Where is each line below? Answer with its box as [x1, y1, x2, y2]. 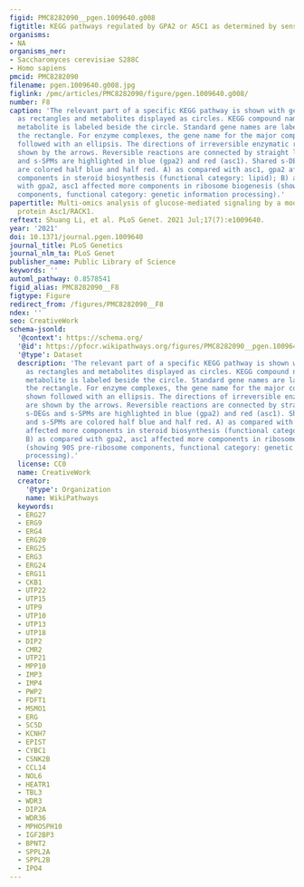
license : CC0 [17, 459, 67, 469]
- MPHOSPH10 [17, 822, 63, 831]
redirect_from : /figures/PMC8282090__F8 [9, 300, 165, 309]
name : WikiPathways [25, 493, 100, 503]
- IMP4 [17, 679, 43, 688]
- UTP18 [17, 628, 47, 637]
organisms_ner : [9, 47, 67, 56]
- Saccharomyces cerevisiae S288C [9, 55, 140, 64]
